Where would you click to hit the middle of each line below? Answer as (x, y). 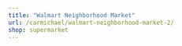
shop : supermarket (38, 30)
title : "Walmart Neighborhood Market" (72, 15)
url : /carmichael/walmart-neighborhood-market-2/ (91, 23)
